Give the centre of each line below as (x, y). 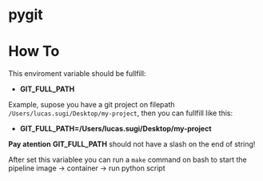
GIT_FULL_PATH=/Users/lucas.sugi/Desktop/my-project (116, 129)
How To (34, 52)
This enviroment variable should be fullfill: (77, 74)
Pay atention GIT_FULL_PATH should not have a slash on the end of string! (132, 144)
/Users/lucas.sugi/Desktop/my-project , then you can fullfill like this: (121, 113)
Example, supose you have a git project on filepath (92, 105)
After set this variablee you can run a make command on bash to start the (128, 160)
